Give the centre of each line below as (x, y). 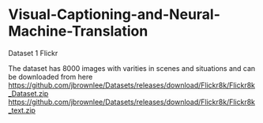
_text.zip (22, 110)
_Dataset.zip (28, 93)
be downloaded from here (51, 76)
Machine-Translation (78, 31)
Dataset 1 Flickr (33, 53)
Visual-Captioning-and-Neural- (115, 15)
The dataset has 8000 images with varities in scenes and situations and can (132, 68)
